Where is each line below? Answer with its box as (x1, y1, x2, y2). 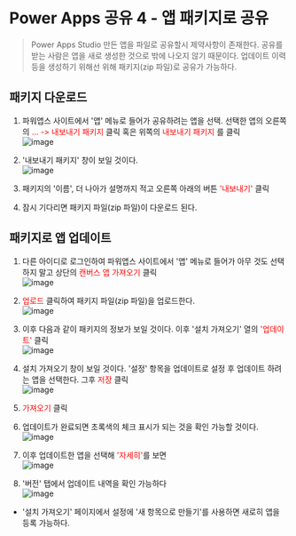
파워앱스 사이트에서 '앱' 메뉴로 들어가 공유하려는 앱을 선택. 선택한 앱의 (21, 115, 264, 125)
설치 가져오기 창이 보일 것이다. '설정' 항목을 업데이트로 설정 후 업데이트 (21, 363, 266, 373)
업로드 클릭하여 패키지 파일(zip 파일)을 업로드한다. (21, 295, 196, 306)
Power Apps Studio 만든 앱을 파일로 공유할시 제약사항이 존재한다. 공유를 (30, 39, 284, 50)
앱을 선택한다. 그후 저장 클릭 (31, 374, 129, 385)
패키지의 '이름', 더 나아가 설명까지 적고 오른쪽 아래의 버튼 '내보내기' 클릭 (21, 183, 270, 194)
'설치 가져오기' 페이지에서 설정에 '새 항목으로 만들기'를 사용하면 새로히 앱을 (21, 506, 281, 516)
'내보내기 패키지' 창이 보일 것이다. (21, 155, 139, 165)
